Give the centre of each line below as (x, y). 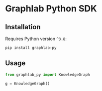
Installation (23, 27)
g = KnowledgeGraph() (28, 84)
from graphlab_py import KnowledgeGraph (48, 75)
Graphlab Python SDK (51, 9)
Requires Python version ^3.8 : (36, 39)
